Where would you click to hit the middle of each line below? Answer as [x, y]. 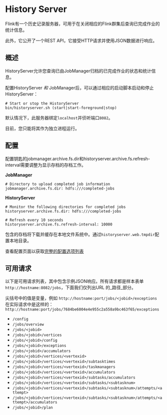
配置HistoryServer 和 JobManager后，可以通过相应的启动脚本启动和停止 [80, 87]
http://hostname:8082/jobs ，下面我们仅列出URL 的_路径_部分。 [71, 287]
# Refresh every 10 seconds [34, 220]
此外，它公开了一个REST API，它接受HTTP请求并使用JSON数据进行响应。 [81, 40]
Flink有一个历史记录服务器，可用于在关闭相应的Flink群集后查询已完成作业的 [83, 23]
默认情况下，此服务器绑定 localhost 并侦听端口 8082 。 [59, 117]
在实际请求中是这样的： [29, 304]
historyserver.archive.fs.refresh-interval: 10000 [59, 224]
